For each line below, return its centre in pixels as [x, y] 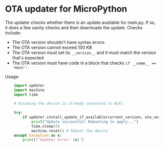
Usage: [12, 76]
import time [26, 94]
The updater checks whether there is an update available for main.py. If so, [81, 22]
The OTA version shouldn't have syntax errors [58, 42]
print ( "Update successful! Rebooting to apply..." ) [85, 122]
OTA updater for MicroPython [66, 9]
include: [13, 33]
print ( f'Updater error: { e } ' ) [53, 140]
